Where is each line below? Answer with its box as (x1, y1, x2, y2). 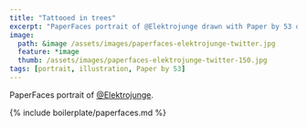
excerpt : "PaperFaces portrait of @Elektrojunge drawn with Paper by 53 (9, 22, 292, 31)
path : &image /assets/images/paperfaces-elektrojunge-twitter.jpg (17, 38, 276, 48)
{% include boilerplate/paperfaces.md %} (9, 107, 167, 118)
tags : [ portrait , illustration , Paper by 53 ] (9, 65, 185, 74)
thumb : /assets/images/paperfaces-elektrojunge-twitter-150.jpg (17, 56, 268, 65)
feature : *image (17, 48, 79, 57)
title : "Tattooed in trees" (9, 13, 117, 23)
